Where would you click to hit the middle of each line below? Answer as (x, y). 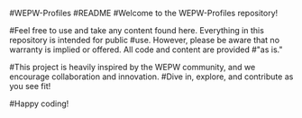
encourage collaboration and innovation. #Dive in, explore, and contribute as (151, 77)
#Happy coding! (39, 104)
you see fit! (30, 86)
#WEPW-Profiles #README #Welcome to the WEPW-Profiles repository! (144, 13)
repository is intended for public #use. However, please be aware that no (145, 40)
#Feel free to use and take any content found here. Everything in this (137, 30)
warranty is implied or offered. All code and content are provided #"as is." (146, 50)
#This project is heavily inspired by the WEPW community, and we (133, 67)
